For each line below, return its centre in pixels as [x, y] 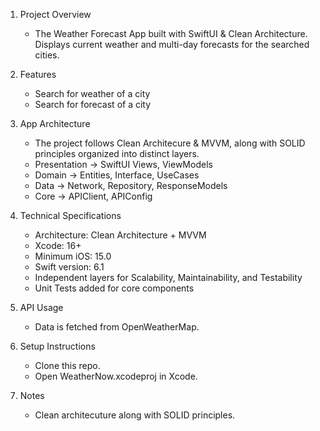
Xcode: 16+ [58, 245]
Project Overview [55, 14]
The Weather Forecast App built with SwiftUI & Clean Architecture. [171, 33]
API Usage [41, 307]
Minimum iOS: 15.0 [73, 256]
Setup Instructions [57, 346]
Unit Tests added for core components [114, 288]
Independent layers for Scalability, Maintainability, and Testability [168, 277]
